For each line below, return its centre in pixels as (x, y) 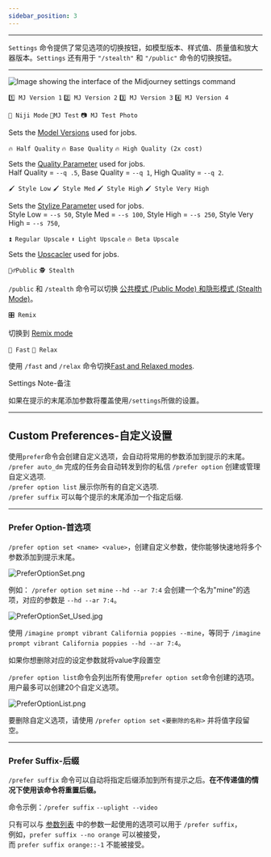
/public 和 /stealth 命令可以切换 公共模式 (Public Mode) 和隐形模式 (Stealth (135, 289)
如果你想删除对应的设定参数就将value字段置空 (85, 660)
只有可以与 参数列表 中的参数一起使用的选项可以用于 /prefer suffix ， (125, 825)
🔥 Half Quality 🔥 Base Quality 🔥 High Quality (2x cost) (106, 149)
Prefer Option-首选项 (50, 528)
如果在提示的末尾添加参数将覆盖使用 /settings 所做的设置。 (106, 400)
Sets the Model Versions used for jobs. (73, 132)
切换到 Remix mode (41, 333)
